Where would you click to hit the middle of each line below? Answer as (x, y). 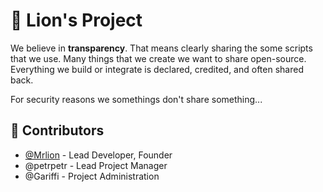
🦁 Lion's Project (76, 20)
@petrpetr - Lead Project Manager (96, 165)
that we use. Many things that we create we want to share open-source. (158, 58)
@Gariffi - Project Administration (92, 176)
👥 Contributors (57, 130)
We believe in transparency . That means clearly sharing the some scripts (161, 48)
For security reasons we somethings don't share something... (136, 99)
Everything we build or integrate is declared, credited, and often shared (157, 69)
